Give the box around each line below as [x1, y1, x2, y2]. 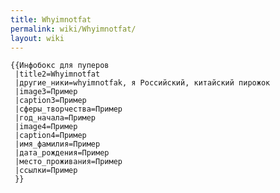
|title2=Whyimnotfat [14, 69, 101, 80]
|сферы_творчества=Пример [14, 104, 123, 115]
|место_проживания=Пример [14, 157, 123, 167]
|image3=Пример [14, 87, 78, 97]
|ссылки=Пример [14, 166, 78, 176]
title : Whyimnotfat [10, 14, 92, 25]
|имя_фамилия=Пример [14, 139, 101, 150]
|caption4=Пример [14, 131, 87, 141]
